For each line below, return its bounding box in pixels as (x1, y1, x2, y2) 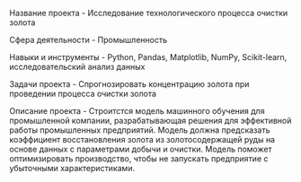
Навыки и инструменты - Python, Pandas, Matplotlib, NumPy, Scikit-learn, (9, 52, 288, 62)
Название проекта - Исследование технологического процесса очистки (9, 8, 288, 18)
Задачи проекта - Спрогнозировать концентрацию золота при (9, 79, 250, 89)
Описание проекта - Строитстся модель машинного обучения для (9, 106, 265, 116)
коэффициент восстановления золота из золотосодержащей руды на (9, 134, 276, 144)
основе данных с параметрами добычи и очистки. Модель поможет (9, 143, 272, 154)
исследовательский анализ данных (9, 62, 146, 72)
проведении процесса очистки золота (9, 89, 157, 99)
